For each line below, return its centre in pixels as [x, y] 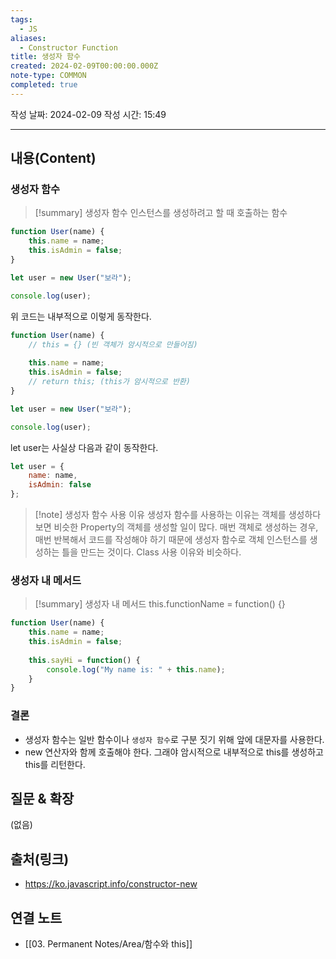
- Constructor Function [68, 47]
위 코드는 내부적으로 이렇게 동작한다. [81, 316]
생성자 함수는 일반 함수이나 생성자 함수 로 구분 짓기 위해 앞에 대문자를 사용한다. [174, 739]
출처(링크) [40, 859]
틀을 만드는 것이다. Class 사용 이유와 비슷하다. [151, 552]
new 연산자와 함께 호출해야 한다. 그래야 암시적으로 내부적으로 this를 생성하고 [174, 752]
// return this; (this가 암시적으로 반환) [109, 382]
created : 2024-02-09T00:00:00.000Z [84, 66]
